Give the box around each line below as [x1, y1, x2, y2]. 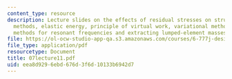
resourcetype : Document [7, 49, 76, 56]
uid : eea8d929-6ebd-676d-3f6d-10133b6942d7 [7, 61, 135, 68]
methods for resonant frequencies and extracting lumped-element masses [13, 29, 227, 36]
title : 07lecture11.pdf [7, 55, 76, 62]
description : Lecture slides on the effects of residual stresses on [7, 16, 212, 23]
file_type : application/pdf [7, 42, 88, 49]
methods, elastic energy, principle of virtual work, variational [13, 23, 209, 30]
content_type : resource [7, 10, 76, 17]
